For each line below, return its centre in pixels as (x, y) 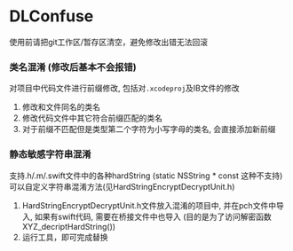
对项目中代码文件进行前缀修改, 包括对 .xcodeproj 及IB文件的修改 (124, 88)
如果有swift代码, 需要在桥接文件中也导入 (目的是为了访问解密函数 (153, 216)
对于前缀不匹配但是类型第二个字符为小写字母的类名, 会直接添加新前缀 (149, 129)
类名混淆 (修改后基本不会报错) (73, 67)
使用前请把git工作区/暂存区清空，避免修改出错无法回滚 (109, 42)
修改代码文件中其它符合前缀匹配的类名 (92, 118)
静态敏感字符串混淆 (50, 154)
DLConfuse (51, 16)
